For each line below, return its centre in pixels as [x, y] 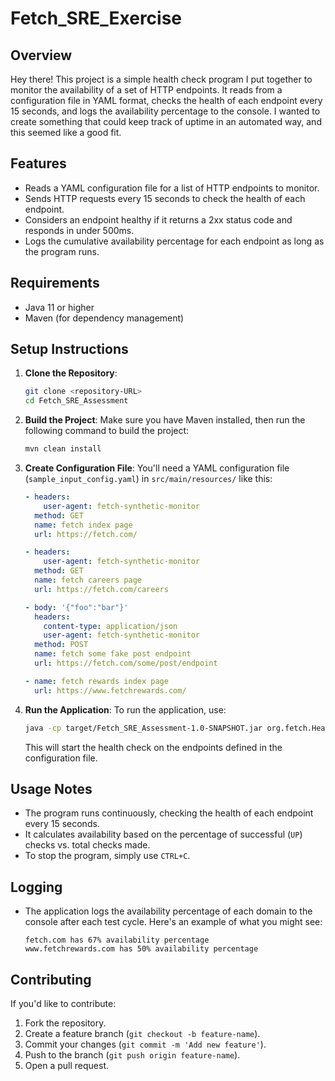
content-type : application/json [110, 626]
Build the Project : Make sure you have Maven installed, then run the [165, 420]
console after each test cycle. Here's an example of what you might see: [173, 922]
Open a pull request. [67, 1065]
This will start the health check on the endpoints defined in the [153, 747]
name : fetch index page [83, 525]
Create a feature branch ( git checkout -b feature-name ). [142, 1033]
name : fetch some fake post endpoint [113, 654]
